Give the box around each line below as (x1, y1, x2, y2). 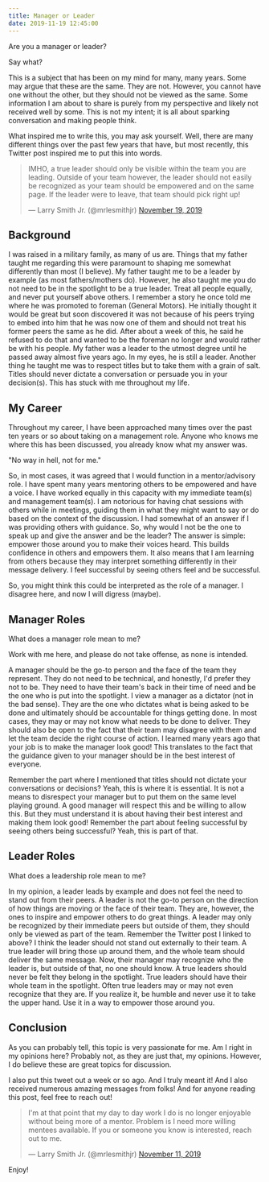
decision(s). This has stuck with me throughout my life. (8, 378, 190, 387)
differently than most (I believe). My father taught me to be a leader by (8, 267, 241, 276)
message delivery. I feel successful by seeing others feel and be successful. (8, 565, 261, 575)
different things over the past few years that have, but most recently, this (8, 139, 249, 149)
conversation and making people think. (8, 115, 137, 125)
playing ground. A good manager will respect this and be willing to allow (8, 800, 247, 810)
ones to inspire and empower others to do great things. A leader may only (8, 911, 252, 922)
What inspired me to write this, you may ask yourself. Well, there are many (8, 130, 254, 141)
